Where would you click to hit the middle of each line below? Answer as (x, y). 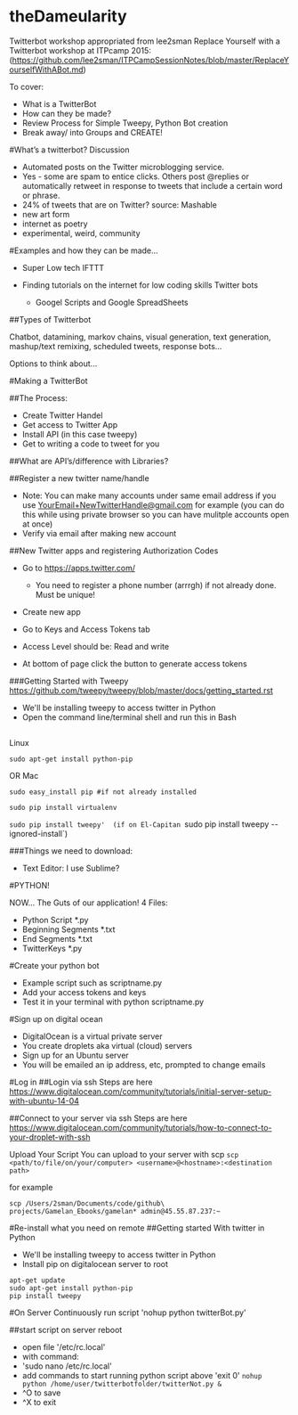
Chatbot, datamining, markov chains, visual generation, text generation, (140, 337)
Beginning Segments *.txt (68, 929)
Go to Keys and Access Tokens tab (86, 629)
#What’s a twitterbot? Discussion (70, 150)
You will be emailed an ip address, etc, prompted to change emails (144, 1065)
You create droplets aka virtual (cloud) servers (107, 1046)
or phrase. (41, 195)
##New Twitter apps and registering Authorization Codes (114, 551)
